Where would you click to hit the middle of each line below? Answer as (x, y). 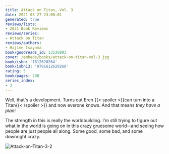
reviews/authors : (23, 43)
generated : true (22, 19)
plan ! (11, 110)
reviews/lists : (21, 24)
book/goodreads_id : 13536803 (36, 52)
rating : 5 (16, 71)
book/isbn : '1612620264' (31, 62)
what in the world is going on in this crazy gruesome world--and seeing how (84, 126)
